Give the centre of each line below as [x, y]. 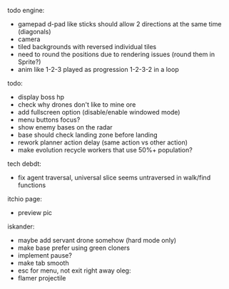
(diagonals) [34, 32]
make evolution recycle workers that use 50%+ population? [105, 150]
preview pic [35, 212]
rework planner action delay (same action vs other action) [102, 142]
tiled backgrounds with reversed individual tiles [87, 47]
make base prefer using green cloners [74, 248]
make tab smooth [43, 263]
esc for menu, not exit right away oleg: [74, 270]
